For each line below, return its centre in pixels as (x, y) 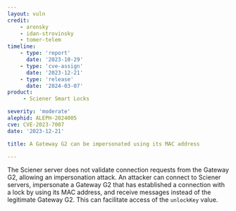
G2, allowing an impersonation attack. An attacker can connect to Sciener (114, 177)
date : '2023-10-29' (54, 60)
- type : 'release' (47, 79)
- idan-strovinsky (47, 33)
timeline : (22, 46)
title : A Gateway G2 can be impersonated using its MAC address (104, 144)
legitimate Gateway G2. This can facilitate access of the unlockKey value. (113, 200)
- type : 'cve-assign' (51, 66)
